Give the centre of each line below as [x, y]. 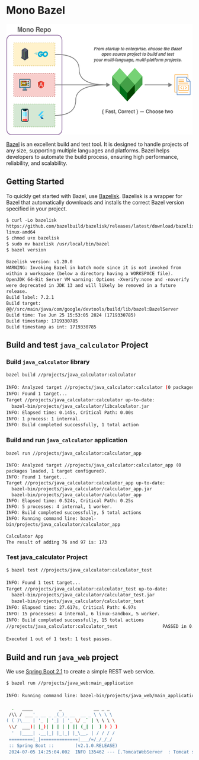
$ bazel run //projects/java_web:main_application [70, 683]
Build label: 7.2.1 [30, 297]
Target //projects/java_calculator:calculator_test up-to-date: [87, 589]
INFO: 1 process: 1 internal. [44, 419]
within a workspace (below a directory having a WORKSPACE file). [90, 273]
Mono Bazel [36, 10]
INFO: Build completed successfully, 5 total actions [74, 512]
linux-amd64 [21, 232]
